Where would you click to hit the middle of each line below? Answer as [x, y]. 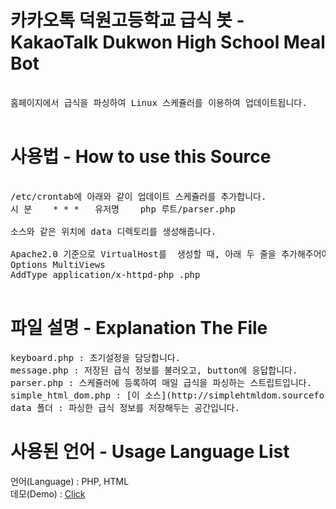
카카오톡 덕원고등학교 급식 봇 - [127, 20]
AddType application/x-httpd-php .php [105, 274]
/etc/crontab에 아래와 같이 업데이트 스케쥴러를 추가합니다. [138, 196]
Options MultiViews [58, 264]
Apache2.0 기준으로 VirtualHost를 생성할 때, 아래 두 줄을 [143, 254]
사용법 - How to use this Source [141, 157]
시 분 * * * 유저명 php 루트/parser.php [123, 209]
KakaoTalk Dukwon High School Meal [168, 42]
